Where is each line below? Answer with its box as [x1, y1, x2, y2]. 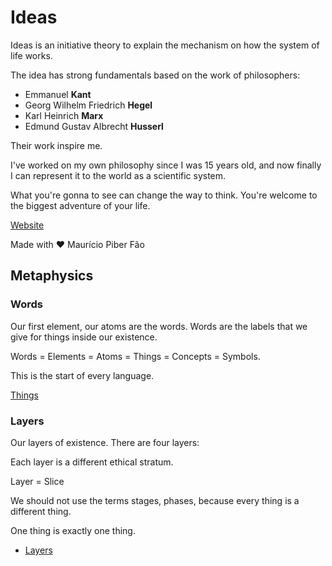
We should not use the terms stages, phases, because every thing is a [10, 494, 300, 506]
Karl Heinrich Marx [24, 109, 104, 121]
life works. [10, 49, 53, 61]
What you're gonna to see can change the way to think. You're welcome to [10, 189, 318, 201]
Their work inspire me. [10, 139, 103, 151]
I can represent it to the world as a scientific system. [10, 169, 227, 181]
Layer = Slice [10, 475, 65, 487]
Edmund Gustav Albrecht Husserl [24, 120, 164, 132]
